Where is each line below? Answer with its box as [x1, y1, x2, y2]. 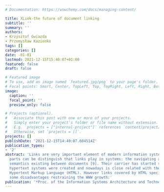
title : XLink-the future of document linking [5, 16, 99, 21]
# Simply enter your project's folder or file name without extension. [5, 120, 159, 125]
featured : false [5, 62, 38, 67]
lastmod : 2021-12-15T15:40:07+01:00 [5, 57, 80, 62]
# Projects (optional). [5, 111, 54, 116]
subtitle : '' [5, 21, 32, 25]
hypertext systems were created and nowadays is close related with [9, 166, 152, 170]
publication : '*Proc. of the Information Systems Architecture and [5, 179, 145, 184]
